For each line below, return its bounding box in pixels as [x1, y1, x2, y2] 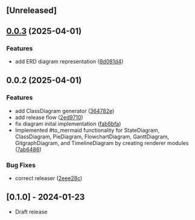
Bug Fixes [6, 161, 36, 169]
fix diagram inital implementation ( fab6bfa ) [14, 120, 121, 127]
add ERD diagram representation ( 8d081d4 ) [14, 58, 124, 65]
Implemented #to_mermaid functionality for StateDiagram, [14, 126, 160, 134]
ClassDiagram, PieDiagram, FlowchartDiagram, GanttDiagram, [14, 133, 169, 140]
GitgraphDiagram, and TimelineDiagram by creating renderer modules [14, 139, 189, 146]
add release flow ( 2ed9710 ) [14, 114, 83, 121]
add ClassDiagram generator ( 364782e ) [14, 107, 115, 114]
